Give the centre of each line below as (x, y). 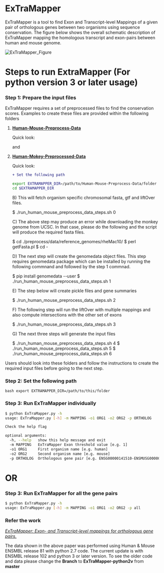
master (12, 567)
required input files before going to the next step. (54, 368)
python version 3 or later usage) (72, 82)
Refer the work (23, 520)
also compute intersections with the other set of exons (67, 315)
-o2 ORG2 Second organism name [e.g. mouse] (60, 454)
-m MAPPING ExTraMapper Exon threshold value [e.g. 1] (69, 445)
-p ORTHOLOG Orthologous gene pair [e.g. (53, 458)
